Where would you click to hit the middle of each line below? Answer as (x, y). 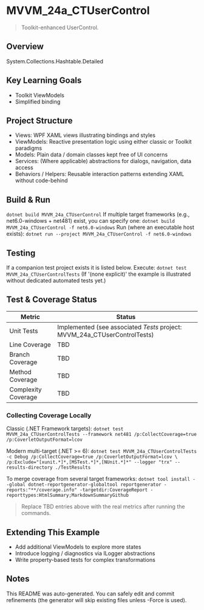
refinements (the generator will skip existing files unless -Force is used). (97, 600)
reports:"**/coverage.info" (42, 490)
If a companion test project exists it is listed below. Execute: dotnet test (97, 268)
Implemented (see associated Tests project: (120, 327)
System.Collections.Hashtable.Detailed (55, 61)
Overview (25, 47)
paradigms (29, 148)
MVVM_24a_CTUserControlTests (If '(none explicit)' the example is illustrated (99, 274)
